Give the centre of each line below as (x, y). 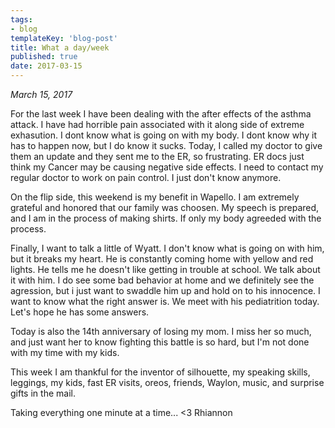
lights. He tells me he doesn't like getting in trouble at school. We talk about (165, 269)
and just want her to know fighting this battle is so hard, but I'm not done (160, 342)
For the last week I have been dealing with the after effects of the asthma (161, 114)
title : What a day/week (60, 47)
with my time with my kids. (65, 352)
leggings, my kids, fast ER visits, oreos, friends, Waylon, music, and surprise (167, 382)
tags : (21, 19)
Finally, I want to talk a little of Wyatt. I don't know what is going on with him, (167, 248)
